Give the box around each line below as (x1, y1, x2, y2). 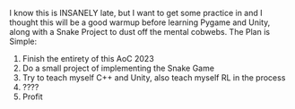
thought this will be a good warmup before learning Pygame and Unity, (9, 17, 271, 28)
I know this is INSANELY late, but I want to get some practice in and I (9, 8, 263, 18)
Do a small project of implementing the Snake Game (22, 63, 215, 73)
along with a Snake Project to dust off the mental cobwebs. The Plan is (9, 27, 271, 37)
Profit (22, 91, 43, 102)
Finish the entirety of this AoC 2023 (22, 54, 154, 63)
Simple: (9, 36, 38, 46)
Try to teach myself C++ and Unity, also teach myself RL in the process (22, 72, 286, 83)
